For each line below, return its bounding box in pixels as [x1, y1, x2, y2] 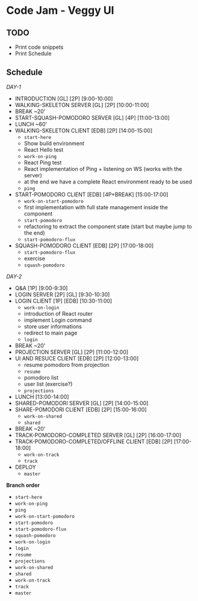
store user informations [23, 322, 82, 330]
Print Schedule [14, 50, 52, 57]
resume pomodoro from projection [23, 361, 110, 368]
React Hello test [23, 146, 64, 153]
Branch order [6, 481, 40, 489]
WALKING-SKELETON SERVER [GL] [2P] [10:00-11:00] [14, 101, 149, 108]
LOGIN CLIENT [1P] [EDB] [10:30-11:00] [14, 297, 113, 304]
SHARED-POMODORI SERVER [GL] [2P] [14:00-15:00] [14, 399, 149, 407]
